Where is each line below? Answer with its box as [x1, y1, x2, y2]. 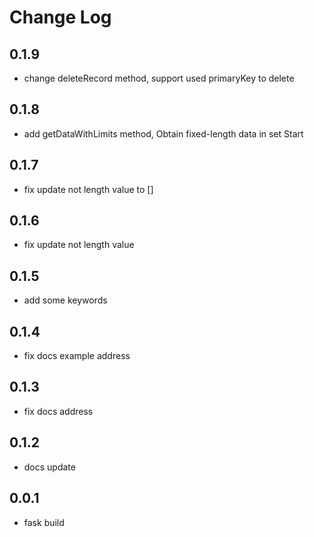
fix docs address [23, 405, 94, 417]
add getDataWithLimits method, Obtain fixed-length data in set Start [23, 127, 304, 140]
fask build [23, 516, 65, 528]
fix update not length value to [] [23, 183, 154, 195]
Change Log [9, 6, 112, 29]
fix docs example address [23, 350, 131, 362]
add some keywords [23, 294, 108, 306]
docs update [23, 461, 76, 473]
